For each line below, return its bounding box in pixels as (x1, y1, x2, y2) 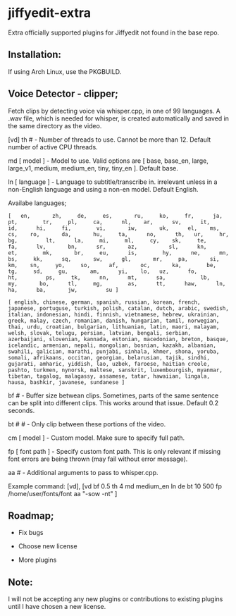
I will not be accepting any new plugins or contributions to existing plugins (8, 595, 223, 603)
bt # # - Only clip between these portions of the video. (8, 419, 166, 428)
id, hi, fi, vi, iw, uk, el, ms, (8, 224, 220, 232)
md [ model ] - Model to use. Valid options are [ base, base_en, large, (8, 156, 209, 165)
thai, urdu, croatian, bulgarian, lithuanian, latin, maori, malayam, (8, 323, 220, 331)
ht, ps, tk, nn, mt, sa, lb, (8, 273, 211, 281)
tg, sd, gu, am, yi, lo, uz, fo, (8, 268, 198, 275)
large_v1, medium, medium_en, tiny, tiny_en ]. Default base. (8, 164, 178, 172)
